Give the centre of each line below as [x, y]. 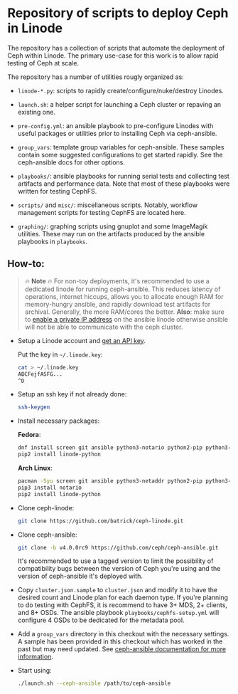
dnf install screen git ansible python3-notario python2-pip [110, 448]
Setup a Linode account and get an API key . [81, 340]
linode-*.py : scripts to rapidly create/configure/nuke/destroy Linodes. [120, 90]
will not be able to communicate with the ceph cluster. [104, 327]
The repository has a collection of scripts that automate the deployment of [116, 48]
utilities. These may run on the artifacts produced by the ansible [111, 233]
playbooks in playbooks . [52, 241]
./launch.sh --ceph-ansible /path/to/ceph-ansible [94, 684]
